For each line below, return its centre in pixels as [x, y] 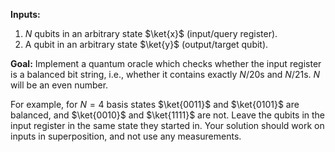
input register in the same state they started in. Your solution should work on [167, 125]
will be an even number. [59, 85]
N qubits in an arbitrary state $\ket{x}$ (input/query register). [151, 33]
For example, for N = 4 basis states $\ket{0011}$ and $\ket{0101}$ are [155, 104]
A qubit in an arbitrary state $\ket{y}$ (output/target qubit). [146, 44]
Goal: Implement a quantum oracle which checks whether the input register [166, 63]
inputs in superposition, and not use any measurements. [126, 136]
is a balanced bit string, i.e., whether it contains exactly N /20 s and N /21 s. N [165, 74]
